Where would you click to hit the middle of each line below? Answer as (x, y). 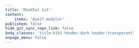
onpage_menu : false (26, 38)
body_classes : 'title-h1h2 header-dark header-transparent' (70, 33)
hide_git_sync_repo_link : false (39, 28)
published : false (24, 24)
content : (14, 14)
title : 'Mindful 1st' (28, 10)
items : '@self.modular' (40, 19)
